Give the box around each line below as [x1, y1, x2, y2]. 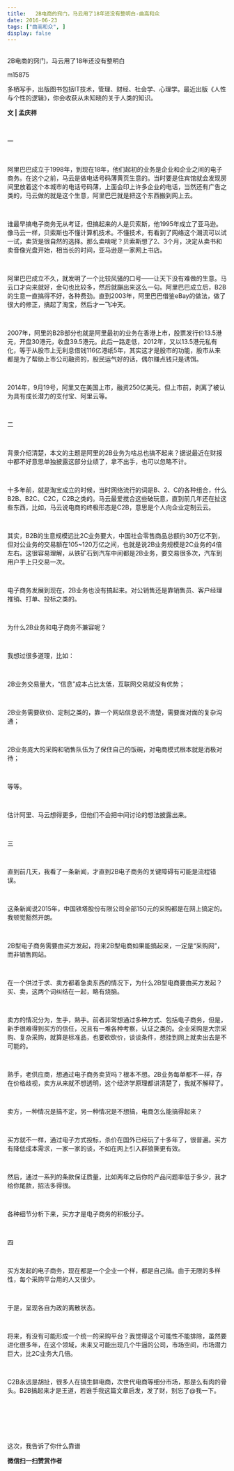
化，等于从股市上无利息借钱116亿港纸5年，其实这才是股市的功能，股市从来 [7, 346, 221, 354]
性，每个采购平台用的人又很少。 [7, 1275, 99, 1283]
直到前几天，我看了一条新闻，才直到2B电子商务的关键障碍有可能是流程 [7, 867, 210, 876]
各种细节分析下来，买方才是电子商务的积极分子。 [7, 1209, 148, 1218]
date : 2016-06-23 [7, 17, 58, 24]
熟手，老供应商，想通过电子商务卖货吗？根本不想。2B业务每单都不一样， [7, 1070, 217, 1078]
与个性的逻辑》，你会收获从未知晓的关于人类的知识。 [7, 94, 157, 102]
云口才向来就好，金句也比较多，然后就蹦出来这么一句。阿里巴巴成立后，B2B [7, 283, 226, 291]
